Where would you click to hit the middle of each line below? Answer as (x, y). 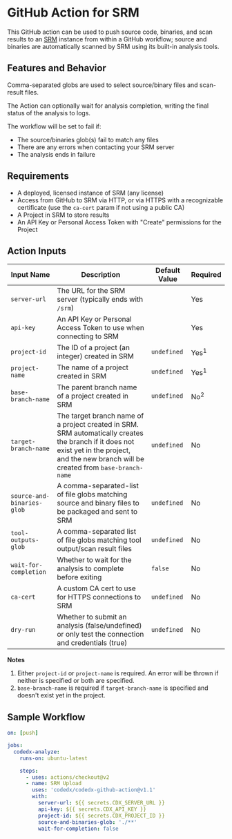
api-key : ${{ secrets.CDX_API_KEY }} (92, 809)
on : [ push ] (23, 733)
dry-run (23, 630)
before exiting (79, 577)
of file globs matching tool (99, 540)
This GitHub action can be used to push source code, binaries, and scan (110, 32)
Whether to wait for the (94, 560)
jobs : (15, 746)
